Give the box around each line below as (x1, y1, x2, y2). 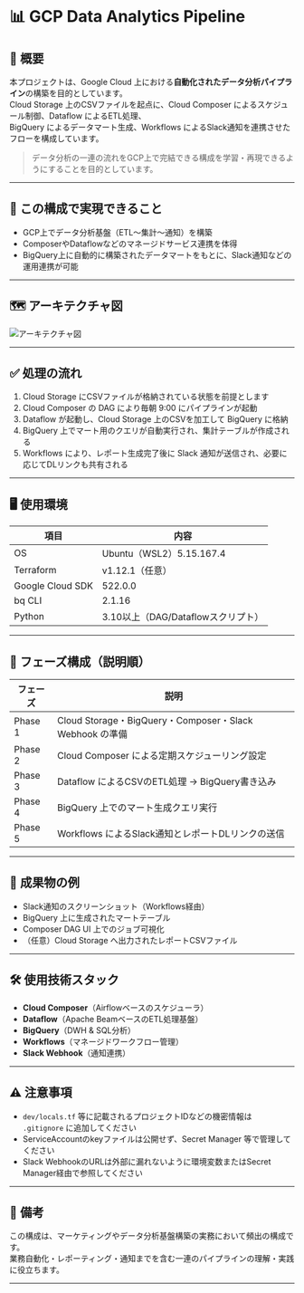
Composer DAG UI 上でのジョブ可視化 (22, 924, 165, 934)
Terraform (14, 564, 57, 577)
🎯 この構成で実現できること (9, 201, 163, 216)
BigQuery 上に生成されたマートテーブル (22, 912, 171, 923)
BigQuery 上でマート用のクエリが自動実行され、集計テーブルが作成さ (22, 426, 282, 436)
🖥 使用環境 (9, 496, 68, 512)
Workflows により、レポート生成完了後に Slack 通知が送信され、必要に (22, 448, 288, 459)
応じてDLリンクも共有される (22, 459, 128, 470)
